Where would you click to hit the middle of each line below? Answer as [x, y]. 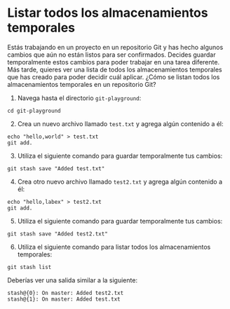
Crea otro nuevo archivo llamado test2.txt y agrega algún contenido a [120, 181]
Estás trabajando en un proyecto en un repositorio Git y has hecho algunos [115, 47]
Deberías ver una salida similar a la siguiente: [73, 280]
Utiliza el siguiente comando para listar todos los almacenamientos [114, 247]
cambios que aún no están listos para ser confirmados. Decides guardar [111, 55]
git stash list [29, 267]
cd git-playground [34, 111]
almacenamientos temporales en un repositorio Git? [82, 84]
